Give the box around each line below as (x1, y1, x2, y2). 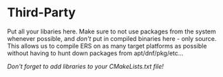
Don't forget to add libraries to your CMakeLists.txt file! (7, 62, 164, 70)
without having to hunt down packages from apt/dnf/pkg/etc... (7, 49, 184, 57)
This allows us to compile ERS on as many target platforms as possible (7, 42, 207, 50)
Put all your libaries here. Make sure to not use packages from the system (7, 27, 217, 35)
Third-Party (7, 5, 76, 20)
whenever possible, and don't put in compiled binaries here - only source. (7, 34, 217, 42)
